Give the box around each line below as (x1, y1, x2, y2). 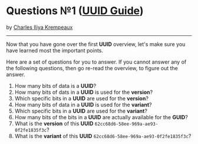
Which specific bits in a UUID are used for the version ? (14, 94, 149, 102)
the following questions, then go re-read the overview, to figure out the (6, 64, 179, 71)
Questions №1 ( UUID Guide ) (6, 4, 144, 18)
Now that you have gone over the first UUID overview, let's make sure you (6, 40, 186, 48)
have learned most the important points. (6, 47, 104, 54)
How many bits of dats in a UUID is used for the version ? (14, 89, 153, 96)
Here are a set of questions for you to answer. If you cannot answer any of (6, 58, 187, 66)
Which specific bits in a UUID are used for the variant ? (14, 107, 147, 114)
